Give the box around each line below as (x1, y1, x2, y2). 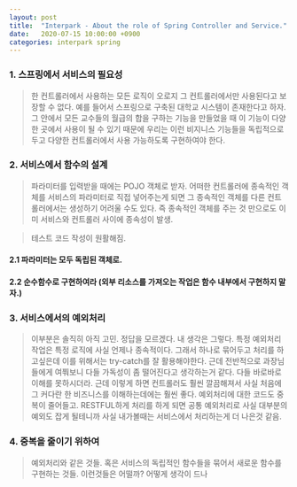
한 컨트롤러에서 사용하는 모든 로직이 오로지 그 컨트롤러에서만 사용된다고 (30, 90, 277, 101)
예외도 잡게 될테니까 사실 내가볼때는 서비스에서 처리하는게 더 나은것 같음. (30, 411, 282, 421)
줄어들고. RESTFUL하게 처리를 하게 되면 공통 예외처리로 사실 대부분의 (47, 400, 288, 411)
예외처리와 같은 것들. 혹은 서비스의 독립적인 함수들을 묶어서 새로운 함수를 (30, 457, 282, 468)
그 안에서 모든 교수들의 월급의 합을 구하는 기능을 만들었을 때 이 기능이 (30, 112, 270, 123)
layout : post (9, 12, 58, 22)
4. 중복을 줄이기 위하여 (9, 436, 100, 448)
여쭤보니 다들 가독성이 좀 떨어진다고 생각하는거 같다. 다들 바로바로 (54, 367, 282, 377)
